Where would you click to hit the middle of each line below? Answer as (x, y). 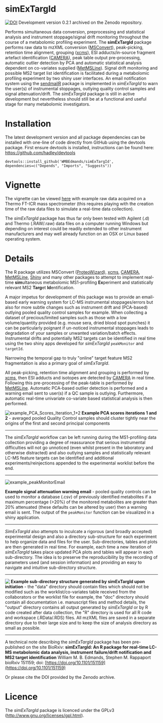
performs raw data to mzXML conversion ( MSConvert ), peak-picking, (74, 47)
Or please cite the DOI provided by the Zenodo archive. (60, 677)
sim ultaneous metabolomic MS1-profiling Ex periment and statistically (84, 282)
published (15, 647)
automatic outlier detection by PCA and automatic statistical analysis (73, 63)
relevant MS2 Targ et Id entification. (40, 287)
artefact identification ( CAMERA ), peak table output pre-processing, (73, 57)
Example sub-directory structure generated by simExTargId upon (78, 581)
